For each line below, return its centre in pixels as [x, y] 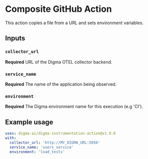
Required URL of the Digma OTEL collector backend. [59, 62]
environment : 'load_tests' [37, 152]
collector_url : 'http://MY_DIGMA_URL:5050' [55, 142]
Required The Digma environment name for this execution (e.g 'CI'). [74, 107]
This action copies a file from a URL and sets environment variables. [74, 23]
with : [11, 138]
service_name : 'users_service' [42, 147]
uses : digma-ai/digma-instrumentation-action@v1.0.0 [60, 134]
